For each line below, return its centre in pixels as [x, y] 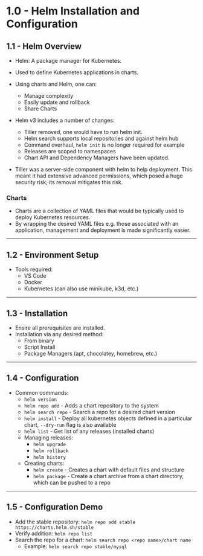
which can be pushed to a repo [72, 482]
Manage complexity [49, 96]
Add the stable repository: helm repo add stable [75, 522]
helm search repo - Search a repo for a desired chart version [99, 412]
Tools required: [34, 269]
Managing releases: [49, 437]
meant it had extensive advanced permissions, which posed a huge [99, 176]
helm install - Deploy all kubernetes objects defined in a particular [108, 418]
